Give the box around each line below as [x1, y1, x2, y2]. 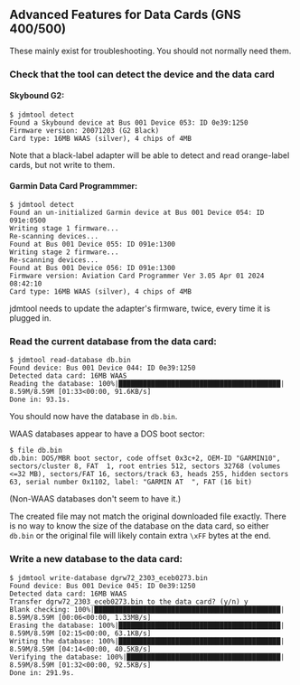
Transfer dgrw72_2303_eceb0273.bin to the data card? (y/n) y [9, 596, 248, 606]
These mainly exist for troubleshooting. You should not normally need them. [9, 45, 292, 56]
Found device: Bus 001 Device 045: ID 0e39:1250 [9, 581, 196, 590]
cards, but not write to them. [9, 159, 116, 170]
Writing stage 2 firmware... [9, 248, 119, 257]
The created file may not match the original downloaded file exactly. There [9, 511, 286, 522]
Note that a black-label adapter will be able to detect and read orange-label [9, 149, 290, 161]
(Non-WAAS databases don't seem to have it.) [9, 493, 182, 504]
